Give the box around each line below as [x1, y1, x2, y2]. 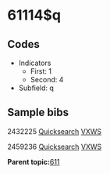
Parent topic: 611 [7, 157, 60, 166]
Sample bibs [7, 106, 69, 119]
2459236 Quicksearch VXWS [7, 142, 102, 151]
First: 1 [30, 67, 52, 76]
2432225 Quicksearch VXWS [7, 126, 102, 136]
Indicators [18, 58, 51, 67]
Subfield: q [18, 83, 54, 92]
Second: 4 [30, 75, 64, 84]
